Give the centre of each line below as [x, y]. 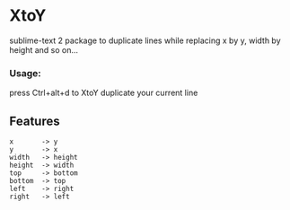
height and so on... [44, 49]
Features [35, 121]
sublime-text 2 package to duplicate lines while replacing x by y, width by [145, 40]
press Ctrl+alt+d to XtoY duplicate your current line [104, 93]
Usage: [26, 73]
